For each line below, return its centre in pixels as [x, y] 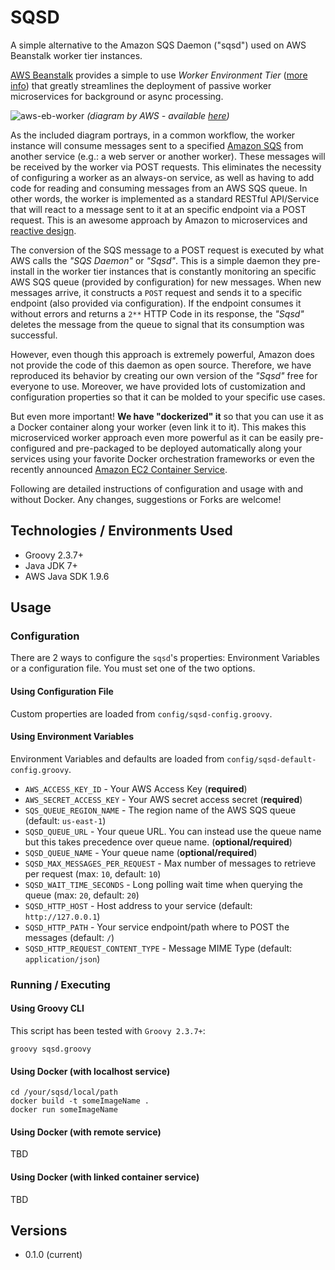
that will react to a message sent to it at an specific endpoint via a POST [158, 209]
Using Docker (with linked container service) [105, 1177]
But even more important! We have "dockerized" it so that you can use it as [167, 416]
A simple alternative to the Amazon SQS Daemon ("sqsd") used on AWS [158, 45]
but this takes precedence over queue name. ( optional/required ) [158, 842]
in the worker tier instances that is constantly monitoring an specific [176, 271]
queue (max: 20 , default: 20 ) [82, 895]
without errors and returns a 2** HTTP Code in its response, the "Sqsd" [157, 313]
